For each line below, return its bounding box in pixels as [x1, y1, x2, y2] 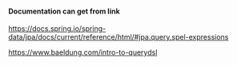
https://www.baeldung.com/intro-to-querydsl [8, 48, 158, 57]
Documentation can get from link [8, 6, 120, 16]
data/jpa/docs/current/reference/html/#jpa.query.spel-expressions [8, 32, 229, 42]
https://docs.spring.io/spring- [8, 24, 106, 33]
